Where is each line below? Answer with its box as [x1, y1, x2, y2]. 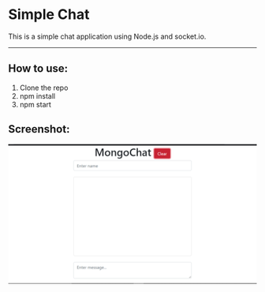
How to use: [8, 62, 69, 76]
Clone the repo [19, 83, 69, 92]
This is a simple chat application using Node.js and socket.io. [8, 32, 207, 41]
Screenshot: [8, 122, 70, 136]
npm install [19, 91, 56, 100]
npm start [19, 99, 51, 109]
